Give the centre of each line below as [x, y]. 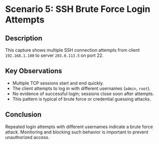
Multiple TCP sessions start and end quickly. [58, 83]
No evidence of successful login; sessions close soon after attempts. [83, 94]
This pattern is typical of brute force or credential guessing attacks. [81, 99]
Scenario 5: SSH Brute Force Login [78, 9]
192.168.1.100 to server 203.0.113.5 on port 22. [54, 55]
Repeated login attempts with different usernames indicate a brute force [79, 127]
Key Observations [34, 71]
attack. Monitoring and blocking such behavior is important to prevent [77, 132]
